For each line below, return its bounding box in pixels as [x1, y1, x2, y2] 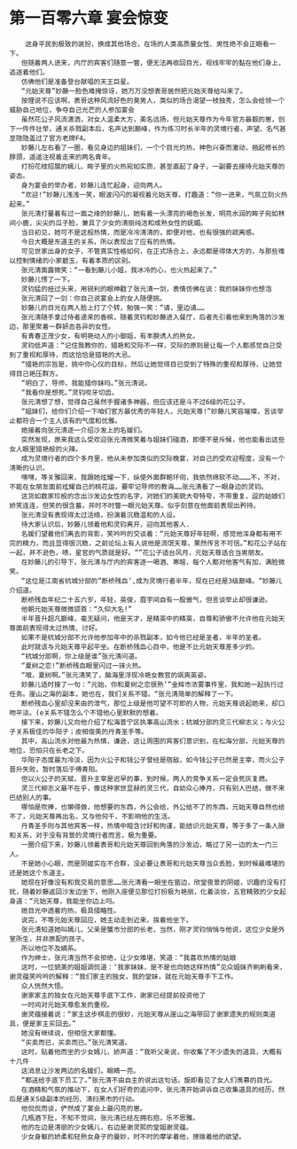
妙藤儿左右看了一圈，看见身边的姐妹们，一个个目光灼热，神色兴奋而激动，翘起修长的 [20, 143, 285, 152]
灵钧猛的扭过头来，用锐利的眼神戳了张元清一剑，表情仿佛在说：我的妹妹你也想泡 [20, 285, 272, 293]
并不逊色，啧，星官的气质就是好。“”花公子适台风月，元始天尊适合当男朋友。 [28, 548, 269, 557]
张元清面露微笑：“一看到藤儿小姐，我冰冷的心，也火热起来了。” [20, 265, 217, 275]
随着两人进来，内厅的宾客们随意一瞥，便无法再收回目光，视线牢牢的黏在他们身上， [27, 59, 285, 67]
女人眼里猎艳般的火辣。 [9, 444, 82, 453]
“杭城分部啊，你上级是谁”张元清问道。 [20, 652, 142, 660]
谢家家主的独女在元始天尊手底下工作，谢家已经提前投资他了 [20, 990, 207, 1000]
